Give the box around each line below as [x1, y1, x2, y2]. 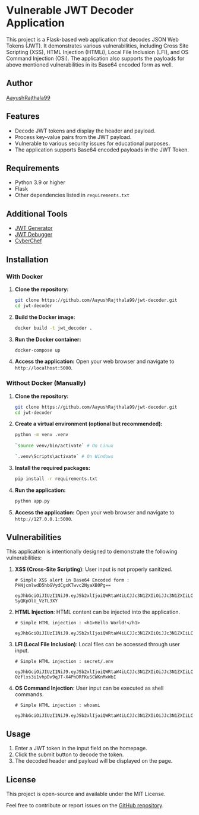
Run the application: [14, 487, 67, 494]
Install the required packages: [14, 464, 91, 471]
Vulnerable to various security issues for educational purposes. [14, 140, 170, 147]
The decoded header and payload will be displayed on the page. [14, 757, 173, 765]
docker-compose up [14, 347, 61, 353]
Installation [6, 254, 49, 264]
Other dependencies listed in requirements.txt [14, 191, 129, 199]
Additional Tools [6, 209, 68, 219]
